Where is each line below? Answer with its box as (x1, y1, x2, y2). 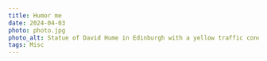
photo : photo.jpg (8, 26, 66, 34)
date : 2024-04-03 (8, 19, 66, 27)
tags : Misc (8, 41, 44, 49)
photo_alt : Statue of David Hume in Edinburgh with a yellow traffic (8, 33, 244, 42)
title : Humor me (8, 11, 62, 20)
